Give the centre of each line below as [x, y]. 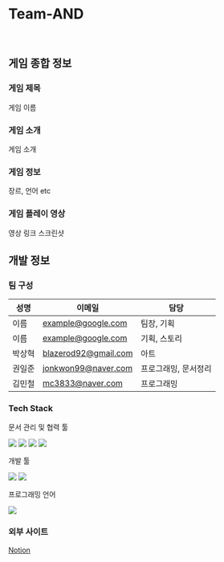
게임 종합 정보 [40, 64]
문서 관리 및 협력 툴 [38, 427]
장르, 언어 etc [30, 191]
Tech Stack [31, 409]
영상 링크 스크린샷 [36, 233]
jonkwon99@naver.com [88, 369]
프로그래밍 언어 [32, 494]
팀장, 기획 [157, 324]
